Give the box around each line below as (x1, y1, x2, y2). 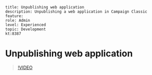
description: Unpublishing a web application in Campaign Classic (5, 9, 147, 14)
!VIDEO (17, 64, 33, 70)
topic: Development (5, 27, 46, 32)
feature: (5, 14, 24, 19)
